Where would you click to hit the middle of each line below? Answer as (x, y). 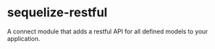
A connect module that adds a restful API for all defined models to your (107, 31)
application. (24, 38)
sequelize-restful (57, 13)
